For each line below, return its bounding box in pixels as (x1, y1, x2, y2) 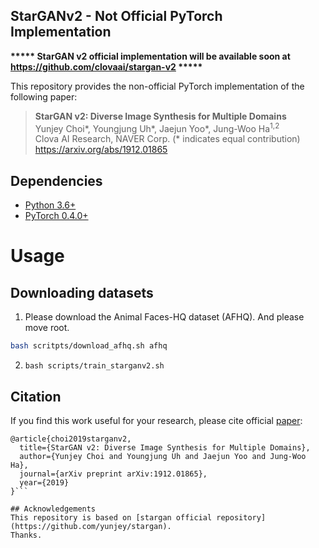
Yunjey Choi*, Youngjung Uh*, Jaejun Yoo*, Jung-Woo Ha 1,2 (34, 120, 280, 134)
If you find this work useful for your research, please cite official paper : (10, 414, 303, 426)
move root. (24, 322, 70, 334)
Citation (10, 388, 62, 405)
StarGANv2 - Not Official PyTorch (10, 8, 223, 25)
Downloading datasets (10, 284, 154, 301)
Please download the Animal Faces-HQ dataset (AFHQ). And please (24, 311, 305, 323)
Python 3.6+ (24, 199, 77, 211)
